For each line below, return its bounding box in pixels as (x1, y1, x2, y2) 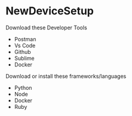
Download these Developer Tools (5, 24, 87, 31)
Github (14, 48, 31, 55)
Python (14, 84, 32, 91)
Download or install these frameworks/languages (5, 72, 127, 80)
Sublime (14, 54, 35, 62)
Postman (14, 35, 36, 42)
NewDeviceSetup (5, 4, 94, 18)
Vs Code (14, 42, 36, 49)
